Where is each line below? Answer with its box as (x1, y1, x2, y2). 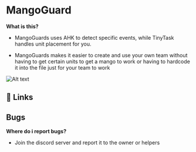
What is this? (6, 23, 39, 30)
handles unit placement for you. (14, 40, 92, 47)
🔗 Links (6, 92, 33, 102)
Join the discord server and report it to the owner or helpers (14, 139, 160, 146)
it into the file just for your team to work (14, 64, 110, 71)
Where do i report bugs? (6, 128, 67, 135)
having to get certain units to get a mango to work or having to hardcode (14, 58, 191, 65)
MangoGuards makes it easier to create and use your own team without (14, 51, 188, 58)
